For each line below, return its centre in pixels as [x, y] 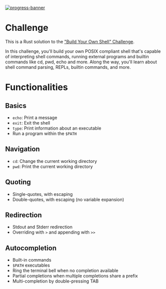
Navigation [22, 149]
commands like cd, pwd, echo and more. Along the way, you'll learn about [81, 62]
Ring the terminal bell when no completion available [65, 271]
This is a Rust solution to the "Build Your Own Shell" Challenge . [70, 41]
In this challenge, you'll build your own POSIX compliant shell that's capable [83, 51]
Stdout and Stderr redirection [42, 227]
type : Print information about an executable [57, 128]
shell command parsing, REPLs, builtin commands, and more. [68, 67]
